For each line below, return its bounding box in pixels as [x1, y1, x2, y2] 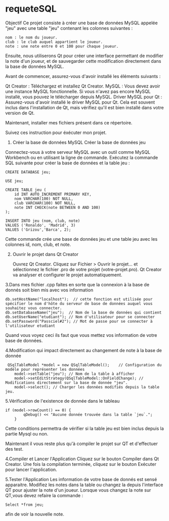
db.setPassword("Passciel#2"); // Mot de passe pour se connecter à [5, 319, 153, 324]
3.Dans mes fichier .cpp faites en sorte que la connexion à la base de [5, 281, 150, 287]
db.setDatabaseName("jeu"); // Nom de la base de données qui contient [5, 310, 162, 315]
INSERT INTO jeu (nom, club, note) [5, 218, 80, 223]
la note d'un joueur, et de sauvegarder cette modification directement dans [5, 58, 161, 64]
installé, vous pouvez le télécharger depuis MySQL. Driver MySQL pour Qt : [5, 94, 162, 100]
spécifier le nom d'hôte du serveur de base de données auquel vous [5, 301, 153, 306]
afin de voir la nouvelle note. [5, 511, 64, 517]
